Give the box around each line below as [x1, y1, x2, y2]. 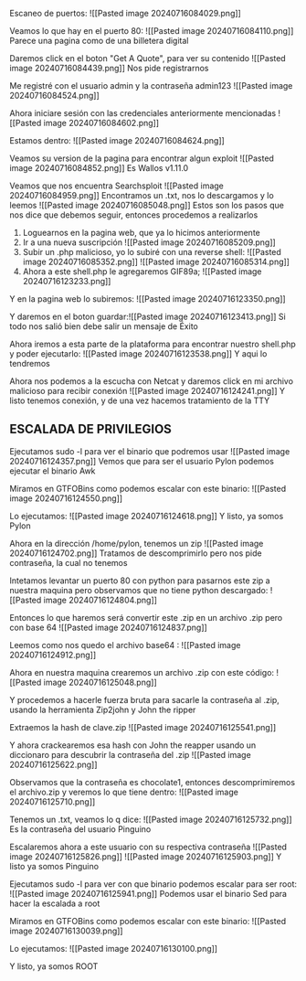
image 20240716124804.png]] [43, 594, 158, 605]
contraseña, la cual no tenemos [9, 557, 128, 568]
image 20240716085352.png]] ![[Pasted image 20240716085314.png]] [22, 256, 290, 267]
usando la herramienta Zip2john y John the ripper [9, 704, 196, 715]
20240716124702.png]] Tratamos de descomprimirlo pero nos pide [9, 548, 262, 559]
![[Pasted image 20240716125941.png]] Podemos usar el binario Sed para [9, 888, 288, 899]
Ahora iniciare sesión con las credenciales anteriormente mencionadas [9, 108, 277, 118]
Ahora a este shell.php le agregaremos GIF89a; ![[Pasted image [22, 266, 262, 277]
